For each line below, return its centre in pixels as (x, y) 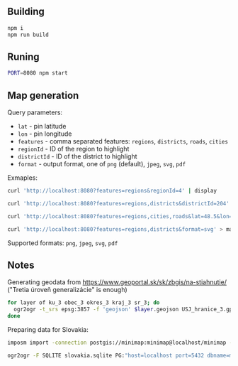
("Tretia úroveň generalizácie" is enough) (67, 290)
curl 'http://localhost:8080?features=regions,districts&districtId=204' (119, 203)
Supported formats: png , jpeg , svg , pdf (63, 243)
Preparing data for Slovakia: (48, 329)
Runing (23, 56)
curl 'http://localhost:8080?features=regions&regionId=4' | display (112, 191)
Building (26, 12)
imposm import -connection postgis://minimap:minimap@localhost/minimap (117, 343)
